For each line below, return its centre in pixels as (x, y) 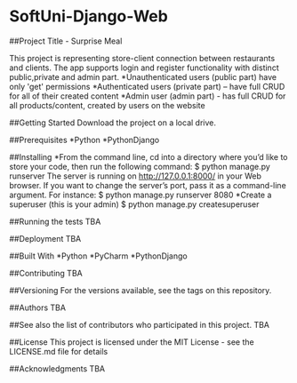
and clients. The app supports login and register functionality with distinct (144, 68)
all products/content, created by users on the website (108, 105)
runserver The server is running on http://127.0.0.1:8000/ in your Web (136, 176)
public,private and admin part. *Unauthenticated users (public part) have (143, 76)
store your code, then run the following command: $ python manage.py (140, 166)
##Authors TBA (38, 307)
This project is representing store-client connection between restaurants (142, 58)
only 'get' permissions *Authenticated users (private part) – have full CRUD (147, 86)
